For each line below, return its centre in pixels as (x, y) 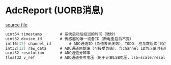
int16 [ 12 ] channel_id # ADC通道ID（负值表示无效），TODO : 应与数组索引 (83, 44)
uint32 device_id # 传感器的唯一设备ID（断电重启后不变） (69, 39)
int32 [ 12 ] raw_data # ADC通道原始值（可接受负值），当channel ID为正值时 (83, 48)
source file (17, 25)
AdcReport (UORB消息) (54, 10)
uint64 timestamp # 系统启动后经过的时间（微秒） (62, 34)
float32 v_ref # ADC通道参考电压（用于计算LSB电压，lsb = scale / (80, 58)
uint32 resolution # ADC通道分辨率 (48, 53)
